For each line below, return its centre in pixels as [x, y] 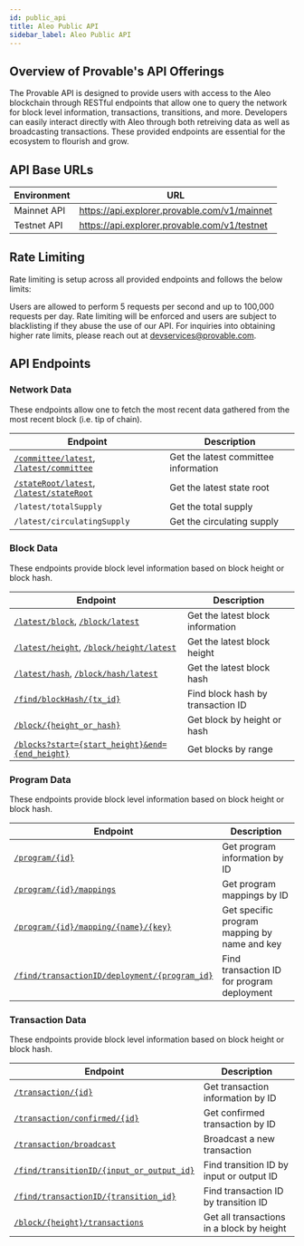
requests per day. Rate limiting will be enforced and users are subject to [143, 316]
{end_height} [42, 753]
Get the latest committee [222, 457]
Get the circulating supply [224, 521]
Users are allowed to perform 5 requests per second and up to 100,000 [142, 306]
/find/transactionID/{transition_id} [95, 1197]
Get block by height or [234, 720]
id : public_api [38, 18]
